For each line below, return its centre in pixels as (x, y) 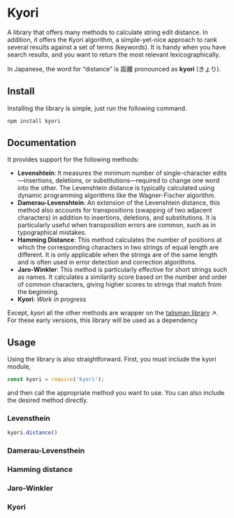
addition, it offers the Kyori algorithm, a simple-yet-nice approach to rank (112, 39)
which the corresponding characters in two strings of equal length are (118, 247)
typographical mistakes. (52, 233)
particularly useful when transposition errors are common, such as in (117, 225)
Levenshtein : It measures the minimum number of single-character (114, 173)
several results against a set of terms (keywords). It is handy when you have (117, 47)
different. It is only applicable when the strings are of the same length (117, 255)
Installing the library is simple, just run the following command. (97, 108)
